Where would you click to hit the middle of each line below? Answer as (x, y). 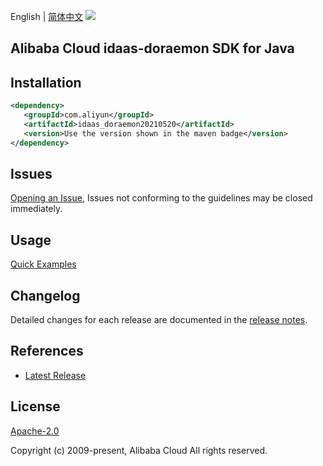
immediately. (36, 209)
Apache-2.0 (35, 431)
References (47, 351)
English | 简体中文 (47, 16)
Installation (46, 82)
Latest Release (55, 375)
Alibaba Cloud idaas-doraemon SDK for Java (152, 48)
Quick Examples (43, 264)
